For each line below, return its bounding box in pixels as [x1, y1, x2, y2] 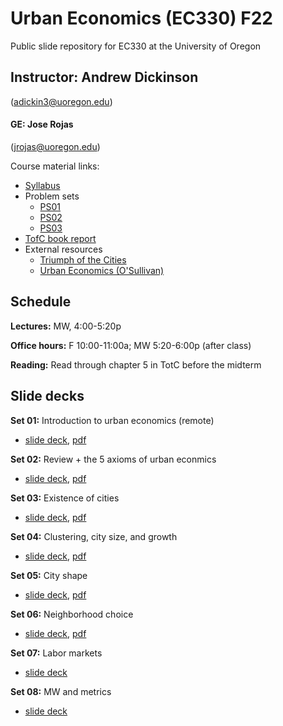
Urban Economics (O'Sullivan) [39, 264, 165, 276]
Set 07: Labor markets [10, 647, 103, 659]
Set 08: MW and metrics [10, 685, 112, 697]
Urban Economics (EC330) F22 [10, 7, 273, 30]
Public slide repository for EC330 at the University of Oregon [10, 40, 262, 52]
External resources [24, 243, 103, 255]
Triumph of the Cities [39, 253, 127, 266]
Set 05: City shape [10, 569, 88, 581]
